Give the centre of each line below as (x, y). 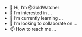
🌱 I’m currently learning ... (36, 18)
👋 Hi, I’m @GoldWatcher (35, 8)
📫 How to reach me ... (33, 29)
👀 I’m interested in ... (31, 13)
